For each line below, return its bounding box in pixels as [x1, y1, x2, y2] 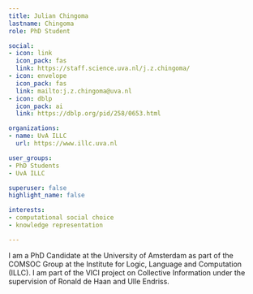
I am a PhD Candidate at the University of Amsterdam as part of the [8, 250, 234, 260]
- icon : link [8, 50, 53, 58]
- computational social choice [8, 214, 114, 222]
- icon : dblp [8, 94, 53, 102]
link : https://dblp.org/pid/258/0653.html [15, 110, 161, 118]
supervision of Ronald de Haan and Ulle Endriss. [8, 276, 170, 286]
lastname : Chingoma [8, 19, 75, 28]
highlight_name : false [8, 192, 85, 200]
